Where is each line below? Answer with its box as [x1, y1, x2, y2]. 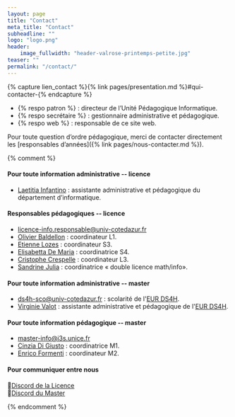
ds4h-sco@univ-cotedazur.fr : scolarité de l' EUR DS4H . [17, 295, 180, 303]
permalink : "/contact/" [7, 63, 78, 70]
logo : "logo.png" [7, 37, 59, 44]
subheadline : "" [7, 30, 55, 38]
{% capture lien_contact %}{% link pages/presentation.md [7, 82, 178, 91]
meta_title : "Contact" [7, 23, 74, 30]
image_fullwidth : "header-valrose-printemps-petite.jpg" [20, 50, 191, 57]
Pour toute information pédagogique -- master [7, 318, 147, 326]
